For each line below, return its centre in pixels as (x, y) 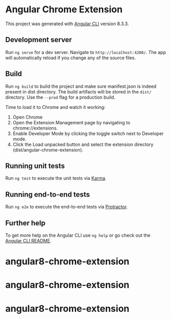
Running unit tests (35, 166)
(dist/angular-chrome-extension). (48, 149)
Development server (39, 40)
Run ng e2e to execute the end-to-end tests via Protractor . (67, 207)
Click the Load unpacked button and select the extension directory (83, 144)
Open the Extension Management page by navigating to (71, 122)
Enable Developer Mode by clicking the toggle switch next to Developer (88, 133)
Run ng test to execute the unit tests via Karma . (56, 178)
